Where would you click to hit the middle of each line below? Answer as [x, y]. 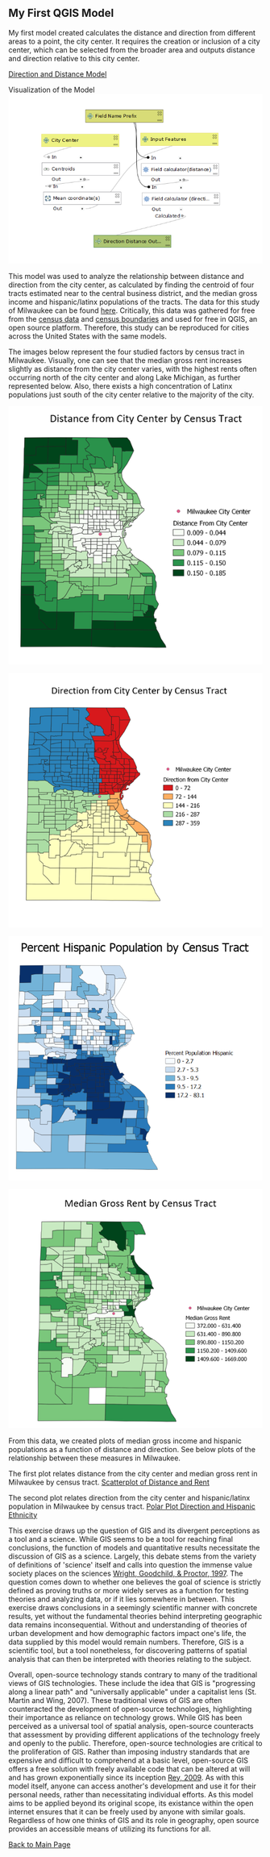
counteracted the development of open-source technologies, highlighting [130, 1709]
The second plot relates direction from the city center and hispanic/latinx [129, 1497]
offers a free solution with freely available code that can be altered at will [129, 1768]
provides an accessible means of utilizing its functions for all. [110, 1829]
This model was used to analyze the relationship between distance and [126, 277]
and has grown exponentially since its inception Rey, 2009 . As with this [126, 1777]
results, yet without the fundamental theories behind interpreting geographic [135, 1616]
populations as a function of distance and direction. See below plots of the [132, 1449]
